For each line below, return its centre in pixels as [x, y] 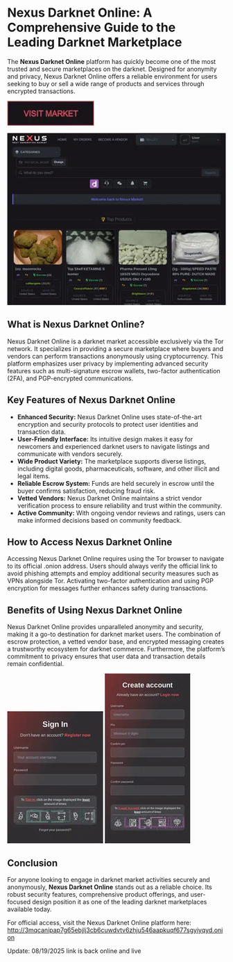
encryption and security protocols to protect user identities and [108, 424]
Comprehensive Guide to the [92, 27]
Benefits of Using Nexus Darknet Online [95, 610]
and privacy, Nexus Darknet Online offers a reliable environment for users [112, 76]
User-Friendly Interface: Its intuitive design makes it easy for [105, 439]
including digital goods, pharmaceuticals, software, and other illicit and [118, 468]
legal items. [34, 476]
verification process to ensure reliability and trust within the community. [120, 505]
